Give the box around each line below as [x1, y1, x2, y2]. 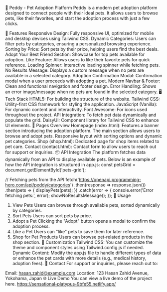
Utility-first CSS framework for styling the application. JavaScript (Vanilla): [5, 101, 158, 107]
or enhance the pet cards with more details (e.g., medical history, [12, 255, 147, 261]
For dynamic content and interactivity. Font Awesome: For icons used [5, 107, 148, 112]
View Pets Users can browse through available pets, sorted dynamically [12, 202, 160, 208]
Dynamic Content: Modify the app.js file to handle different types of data [12, 250, 162, 256]
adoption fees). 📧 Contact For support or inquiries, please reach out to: [12, 261, 158, 266]
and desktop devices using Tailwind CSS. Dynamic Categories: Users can [5, 35, 156, 41]
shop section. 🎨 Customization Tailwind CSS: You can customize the [12, 239, 153, 245]
